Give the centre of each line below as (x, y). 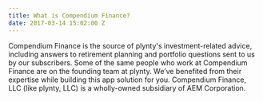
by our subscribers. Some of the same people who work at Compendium (128, 62)
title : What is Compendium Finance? (69, 16)
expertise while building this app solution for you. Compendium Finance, (127, 80)
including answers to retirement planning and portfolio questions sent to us (132, 54)
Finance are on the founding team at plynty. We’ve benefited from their (125, 71)
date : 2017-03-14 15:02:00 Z (57, 23)
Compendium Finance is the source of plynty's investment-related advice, (130, 45)
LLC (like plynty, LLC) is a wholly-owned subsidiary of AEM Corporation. (127, 87)
